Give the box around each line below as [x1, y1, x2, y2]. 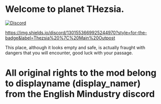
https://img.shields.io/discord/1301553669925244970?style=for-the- [5, 29, 147, 35]
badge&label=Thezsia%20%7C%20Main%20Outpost [5, 35, 116, 41]
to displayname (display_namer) [5, 78, 141, 89]
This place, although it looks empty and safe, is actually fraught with [5, 44, 146, 50]
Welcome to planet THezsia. [5, 3, 125, 15]
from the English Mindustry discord [5, 89, 155, 100]
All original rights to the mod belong [5, 67, 157, 79]
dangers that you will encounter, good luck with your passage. [5, 50, 133, 56]
